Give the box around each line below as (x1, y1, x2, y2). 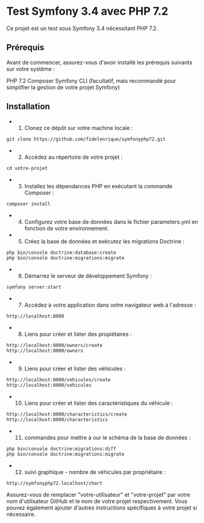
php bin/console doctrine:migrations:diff (6, 446, 116, 452)
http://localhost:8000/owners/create (6, 342, 103, 348)
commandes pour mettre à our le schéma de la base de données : (24, 433, 191, 441)
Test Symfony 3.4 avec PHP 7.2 (6, 4, 168, 18)
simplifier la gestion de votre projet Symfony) (6, 83, 121, 91)
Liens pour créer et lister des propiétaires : (24, 330, 132, 338)
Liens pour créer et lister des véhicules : (24, 365, 126, 372)
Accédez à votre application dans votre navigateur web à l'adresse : (24, 301, 196, 308)
